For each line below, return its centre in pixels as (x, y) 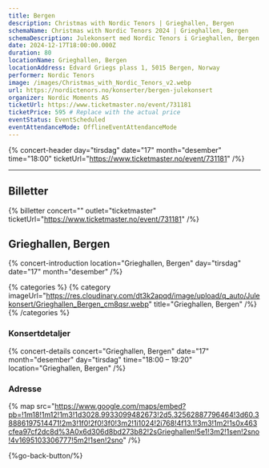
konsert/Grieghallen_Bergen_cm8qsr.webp (79, 304)
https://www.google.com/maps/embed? (120, 406)
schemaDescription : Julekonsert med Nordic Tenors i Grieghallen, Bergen (134, 38)
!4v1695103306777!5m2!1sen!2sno (66, 440)
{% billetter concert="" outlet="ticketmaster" (82, 210)
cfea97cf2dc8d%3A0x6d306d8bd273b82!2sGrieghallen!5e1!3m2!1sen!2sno (134, 431)
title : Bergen (32, 16)
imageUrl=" (27, 296)
